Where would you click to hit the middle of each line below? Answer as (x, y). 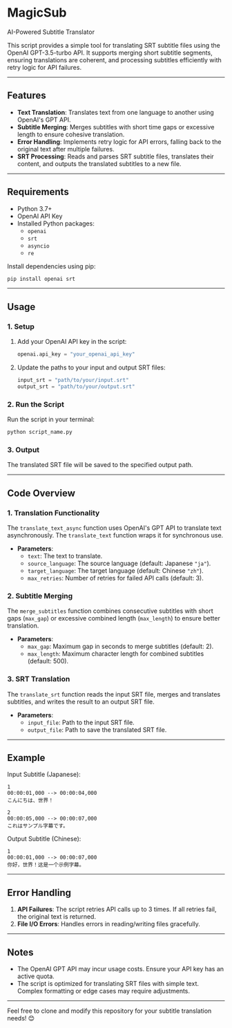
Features (27, 96)
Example (26, 758)
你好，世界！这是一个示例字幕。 (46, 865)
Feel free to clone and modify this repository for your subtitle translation (109, 1011)
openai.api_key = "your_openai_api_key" (76, 354)
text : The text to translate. (65, 556)
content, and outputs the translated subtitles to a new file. (99, 163)
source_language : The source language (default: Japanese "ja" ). (119, 563)
